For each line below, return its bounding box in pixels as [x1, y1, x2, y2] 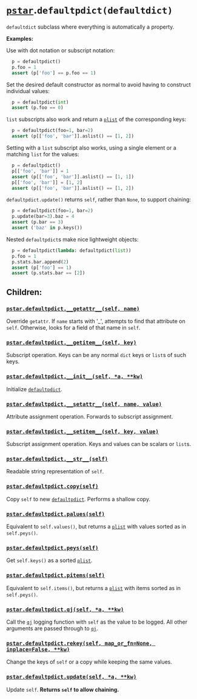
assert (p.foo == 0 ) [12, 105, 64, 111]
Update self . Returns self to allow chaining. [6, 686, 119, 693]
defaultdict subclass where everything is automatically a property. [6, 23, 175, 30]
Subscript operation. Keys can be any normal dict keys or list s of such [6, 352, 187, 359]
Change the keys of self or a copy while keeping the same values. [6, 658, 173, 666]
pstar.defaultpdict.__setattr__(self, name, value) [6, 400, 162, 408]
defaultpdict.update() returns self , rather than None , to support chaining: [6, 196, 192, 203]
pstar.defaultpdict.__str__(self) [6, 456, 108, 462]
